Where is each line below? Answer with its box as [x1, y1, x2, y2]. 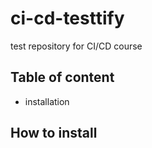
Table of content [10, 69, 115, 86]
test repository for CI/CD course [10, 40, 143, 52]
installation [24, 95, 70, 107]
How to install [10, 125, 98, 142]
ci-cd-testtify [10, 7, 125, 30]
